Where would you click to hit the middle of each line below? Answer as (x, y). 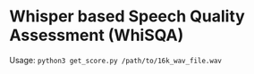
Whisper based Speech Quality (127, 16)
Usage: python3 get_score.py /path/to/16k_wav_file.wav (115, 60)
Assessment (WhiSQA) (97, 35)
